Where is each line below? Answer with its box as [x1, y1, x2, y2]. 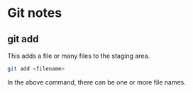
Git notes [7, 5, 62, 21]
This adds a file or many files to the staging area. [7, 51, 150, 60]
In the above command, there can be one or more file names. [7, 77, 187, 86]
